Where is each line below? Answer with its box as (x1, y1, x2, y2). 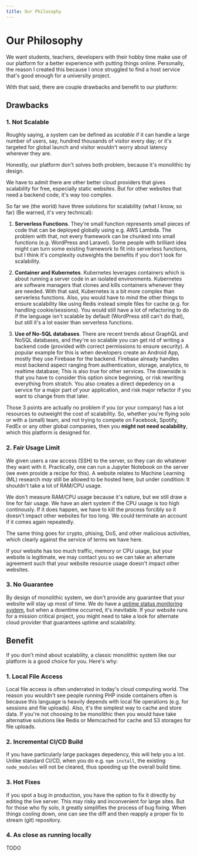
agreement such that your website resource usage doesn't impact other (6, 560, 180, 567)
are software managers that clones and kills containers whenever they (14, 282, 185, 289)
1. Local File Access (6, 672, 63, 681)
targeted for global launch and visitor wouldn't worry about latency (6, 144, 168, 151)
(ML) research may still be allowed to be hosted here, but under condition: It (6, 476, 190, 483)
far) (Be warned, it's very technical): (6, 209, 93, 216)
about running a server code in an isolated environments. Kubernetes (14, 275, 182, 282)
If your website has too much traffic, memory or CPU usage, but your (6, 547, 173, 554)
